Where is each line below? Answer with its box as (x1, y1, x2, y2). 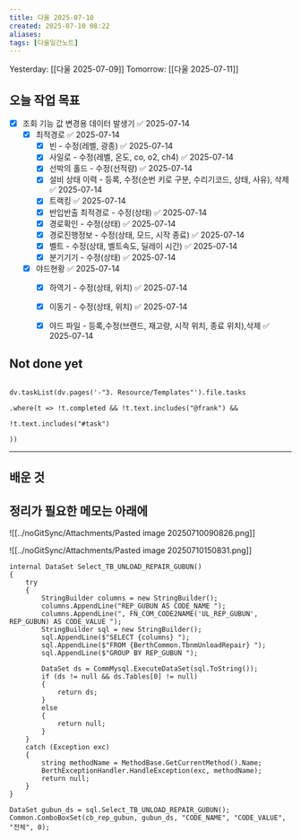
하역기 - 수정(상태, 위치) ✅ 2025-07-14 (48, 281, 188, 292)
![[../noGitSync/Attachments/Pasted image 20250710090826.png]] (9, 528, 255, 539)
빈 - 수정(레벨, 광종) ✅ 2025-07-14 (48, 141, 174, 152)
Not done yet (9, 356, 83, 372)
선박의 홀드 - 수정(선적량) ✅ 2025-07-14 (48, 163, 193, 174)
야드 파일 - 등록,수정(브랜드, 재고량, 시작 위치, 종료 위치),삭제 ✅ (48, 320, 271, 331)
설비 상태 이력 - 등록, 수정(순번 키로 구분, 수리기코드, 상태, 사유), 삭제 (48, 174, 289, 185)
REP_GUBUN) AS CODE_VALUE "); (9, 618, 123, 627)
